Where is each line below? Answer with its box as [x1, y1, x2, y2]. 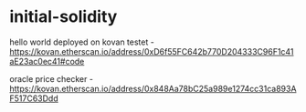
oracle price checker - [9, 73, 94, 84]
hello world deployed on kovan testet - [9, 36, 155, 47]
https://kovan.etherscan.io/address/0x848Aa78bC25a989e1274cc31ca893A [9, 83, 297, 94]
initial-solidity [9, 6, 118, 27]
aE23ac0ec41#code [9, 56, 85, 66]
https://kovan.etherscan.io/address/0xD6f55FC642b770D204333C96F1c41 [9, 46, 294, 56]
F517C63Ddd [9, 93, 58, 104]
